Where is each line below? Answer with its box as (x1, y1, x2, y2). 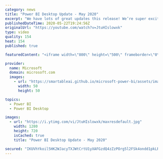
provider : (5, 61, 25, 66)
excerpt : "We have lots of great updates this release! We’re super (5, 16, 147, 21)
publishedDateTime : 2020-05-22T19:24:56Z (5, 20, 90, 26)
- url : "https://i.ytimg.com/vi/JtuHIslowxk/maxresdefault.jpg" (9, 119, 142, 124)
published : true (5, 43, 38, 48)
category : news (5, 7, 36, 12)
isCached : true (14, 133, 45, 138)
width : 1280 (14, 124, 38, 129)
